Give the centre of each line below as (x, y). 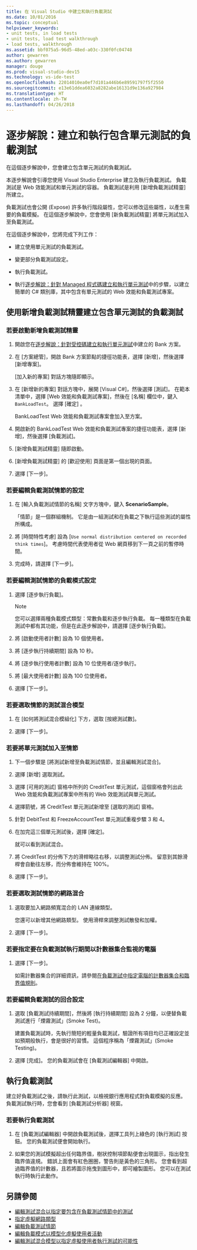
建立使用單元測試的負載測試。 (50, 247)
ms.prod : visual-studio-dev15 (43, 72)
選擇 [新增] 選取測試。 (41, 775)
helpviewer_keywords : (33, 28)
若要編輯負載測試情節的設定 (45, 491)
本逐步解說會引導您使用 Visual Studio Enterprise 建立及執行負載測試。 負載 (96, 180)
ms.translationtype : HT (35, 94)
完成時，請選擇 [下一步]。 (45, 564)
